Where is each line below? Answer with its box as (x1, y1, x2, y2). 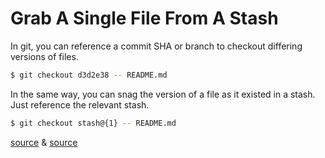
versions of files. (10, 50, 79, 62)
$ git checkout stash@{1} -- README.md (10, 118, 177, 128)
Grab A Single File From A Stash (10, 7, 279, 30)
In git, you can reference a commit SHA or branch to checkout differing (10, 40, 303, 52)
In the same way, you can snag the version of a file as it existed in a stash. (10, 88, 316, 100)
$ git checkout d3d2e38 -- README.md (10, 70, 168, 80)
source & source (10, 136, 78, 148)
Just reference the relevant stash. (10, 98, 150, 111)
